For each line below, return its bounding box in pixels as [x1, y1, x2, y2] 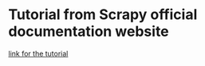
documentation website [8, 22, 169, 41]
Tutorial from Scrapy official [8, 6, 198, 24]
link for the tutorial [8, 49, 69, 58]
